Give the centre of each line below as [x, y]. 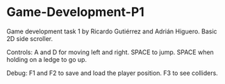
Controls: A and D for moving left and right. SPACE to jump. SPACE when [110, 52]
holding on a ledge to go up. [47, 59]
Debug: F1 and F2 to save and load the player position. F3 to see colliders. [112, 73]
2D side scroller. [30, 38]
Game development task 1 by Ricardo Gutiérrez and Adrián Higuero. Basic [112, 31]
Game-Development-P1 [76, 12]
